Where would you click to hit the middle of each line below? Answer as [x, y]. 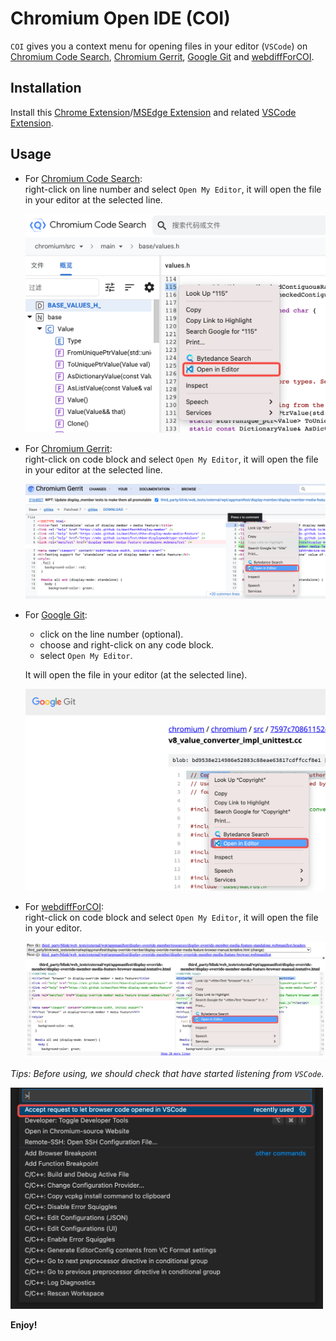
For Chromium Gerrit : [68, 448]
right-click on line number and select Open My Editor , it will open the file [173, 189]
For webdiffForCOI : [64, 907]
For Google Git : [56, 615]
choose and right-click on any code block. [127, 645]
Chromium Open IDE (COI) [120, 18]
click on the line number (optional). [111, 634]
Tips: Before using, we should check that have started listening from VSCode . [167, 1074]
